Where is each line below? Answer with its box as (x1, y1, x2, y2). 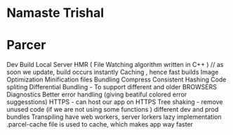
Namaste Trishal (6, 5, 105, 21)
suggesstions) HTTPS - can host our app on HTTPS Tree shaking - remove (6, 98, 223, 106)
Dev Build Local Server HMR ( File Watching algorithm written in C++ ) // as (6, 60, 224, 69)
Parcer (6, 37, 46, 53)
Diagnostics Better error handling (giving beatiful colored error (6, 90, 187, 99)
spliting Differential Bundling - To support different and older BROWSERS (6, 83, 217, 91)
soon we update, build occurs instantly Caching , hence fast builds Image (6, 68, 219, 77)
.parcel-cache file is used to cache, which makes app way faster (6, 120, 194, 129)
